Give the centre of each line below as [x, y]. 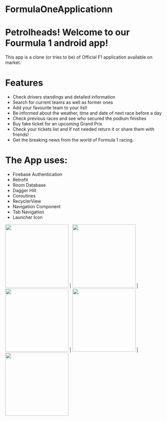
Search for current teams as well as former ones [63, 103]
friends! [21, 134]
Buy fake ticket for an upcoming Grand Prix [57, 124]
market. [13, 63]
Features [24, 83]
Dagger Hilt [24, 190]
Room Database [29, 185]
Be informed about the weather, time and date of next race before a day [87, 113]
